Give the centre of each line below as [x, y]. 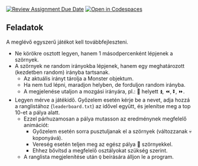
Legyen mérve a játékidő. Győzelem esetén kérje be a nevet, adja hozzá [102, 100]
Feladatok [25, 27]
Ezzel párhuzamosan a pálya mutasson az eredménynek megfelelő [105, 119]
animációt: [36, 125]
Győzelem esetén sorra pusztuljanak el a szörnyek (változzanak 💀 [112, 131]
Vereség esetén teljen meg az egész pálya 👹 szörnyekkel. [103, 144]
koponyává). [48, 138]
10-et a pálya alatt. [37, 112]
